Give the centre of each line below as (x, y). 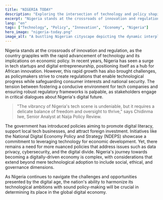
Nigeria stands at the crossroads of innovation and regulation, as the (73, 50)
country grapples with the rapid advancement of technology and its (72, 55)
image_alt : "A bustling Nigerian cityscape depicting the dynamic (73, 37)
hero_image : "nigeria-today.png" (39, 32)
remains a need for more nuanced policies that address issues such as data (81, 147)
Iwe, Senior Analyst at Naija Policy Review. (59, 117)
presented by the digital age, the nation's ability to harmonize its (69, 182)
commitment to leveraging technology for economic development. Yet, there (81, 141)
